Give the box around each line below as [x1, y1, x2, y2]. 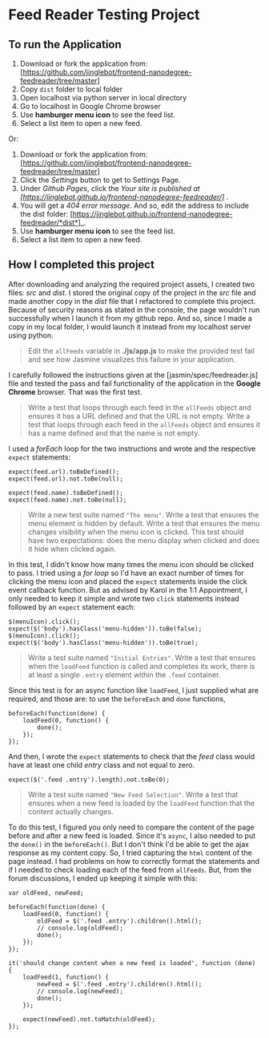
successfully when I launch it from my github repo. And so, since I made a [8, 313, 252, 322]
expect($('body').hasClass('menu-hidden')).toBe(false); [8, 624, 203, 633]
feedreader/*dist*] [19, 218, 82, 227]
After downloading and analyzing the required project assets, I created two [8, 279, 255, 289]
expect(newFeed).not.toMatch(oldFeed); [22, 1015, 156, 1024]
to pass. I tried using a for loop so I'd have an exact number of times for [8, 568, 244, 578]
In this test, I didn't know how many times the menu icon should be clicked [8, 559, 254, 569]
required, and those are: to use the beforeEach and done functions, [8, 694, 226, 703]
